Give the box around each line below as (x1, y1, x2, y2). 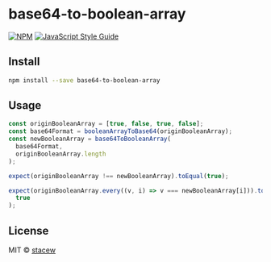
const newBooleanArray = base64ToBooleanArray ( (8, 135, 172, 143)
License (8, 223, 49, 238)
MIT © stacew (8, 245, 56, 255)
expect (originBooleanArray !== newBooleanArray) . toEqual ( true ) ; (8, 172, 229, 180)
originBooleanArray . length (15, 150, 106, 158)
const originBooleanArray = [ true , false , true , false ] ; (8, 120, 204, 128)
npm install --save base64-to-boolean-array (8, 76, 161, 85)
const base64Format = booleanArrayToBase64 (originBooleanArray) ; (8, 127, 232, 135)
